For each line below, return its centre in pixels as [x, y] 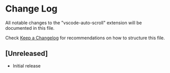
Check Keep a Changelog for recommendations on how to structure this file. [85, 38]
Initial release [26, 65]
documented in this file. [30, 28]
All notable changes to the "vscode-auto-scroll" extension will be [74, 23]
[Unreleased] [27, 54]
